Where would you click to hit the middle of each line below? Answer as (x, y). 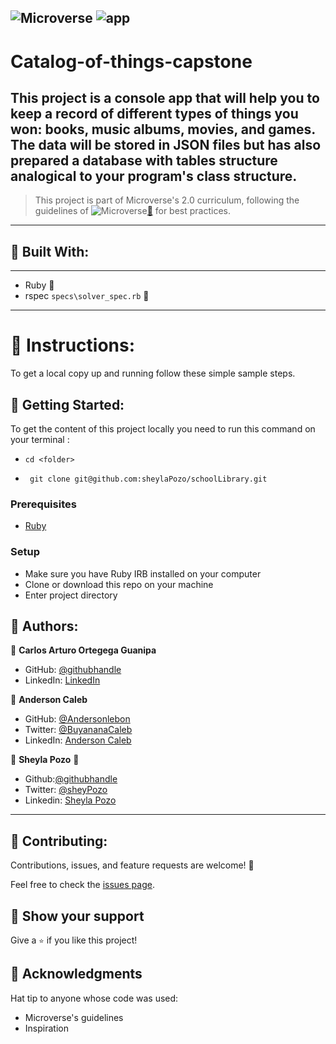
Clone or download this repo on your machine (119, 584)
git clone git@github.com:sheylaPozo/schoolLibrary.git (148, 479)
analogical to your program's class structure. (154, 176)
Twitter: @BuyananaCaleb (78, 730)
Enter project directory (71, 595)
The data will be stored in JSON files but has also (166, 144)
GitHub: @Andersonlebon (77, 719)
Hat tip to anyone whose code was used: (94, 998)
